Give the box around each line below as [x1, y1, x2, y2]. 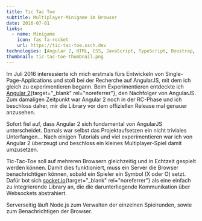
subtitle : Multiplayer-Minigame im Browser [6, 14, 118, 20]
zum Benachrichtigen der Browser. [6, 207, 92, 214]
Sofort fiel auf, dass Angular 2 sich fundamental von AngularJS [6, 120, 163, 127]
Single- [165, 70, 184, 77]
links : [6, 25, 23, 32]
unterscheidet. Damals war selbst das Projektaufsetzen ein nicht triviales [6, 126, 187, 134]
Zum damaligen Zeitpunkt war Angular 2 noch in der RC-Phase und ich [6, 96, 182, 103]
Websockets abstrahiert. [6, 189, 68, 196]
